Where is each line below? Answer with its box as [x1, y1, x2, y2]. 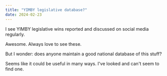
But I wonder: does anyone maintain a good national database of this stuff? [5, 51, 162, 57]
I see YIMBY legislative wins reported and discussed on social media [5, 26, 149, 32]
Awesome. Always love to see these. [5, 41, 82, 47]
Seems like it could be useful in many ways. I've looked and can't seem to [5, 60, 160, 66]
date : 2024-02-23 [5, 12, 42, 17]
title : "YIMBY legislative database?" [5, 7, 87, 13]
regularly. [5, 31, 25, 37]
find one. [5, 66, 24, 72]
